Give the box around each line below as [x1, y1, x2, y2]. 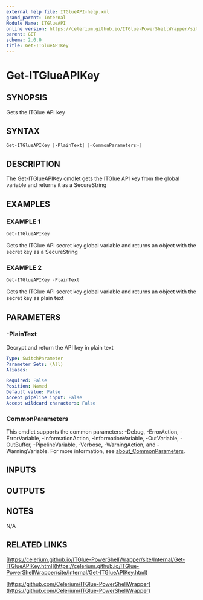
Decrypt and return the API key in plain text [6, 344, 114, 351]
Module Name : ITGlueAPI [6, 20, 66, 26]
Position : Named [6, 383, 47, 390]
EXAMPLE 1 [6, 217, 41, 226]
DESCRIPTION [6, 158, 60, 169]
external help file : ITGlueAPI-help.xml [6, 8, 110, 15]
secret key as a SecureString [6, 248, 79, 255]
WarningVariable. [6, 448, 50, 455]
